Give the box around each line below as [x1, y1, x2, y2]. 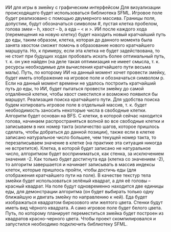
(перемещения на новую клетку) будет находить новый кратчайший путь [5, 32, 166, 37]
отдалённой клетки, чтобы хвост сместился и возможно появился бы [5, 91, 158, 97]
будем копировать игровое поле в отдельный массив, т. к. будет [5, 102, 147, 108]
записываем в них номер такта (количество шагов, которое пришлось [5, 123, 160, 130]
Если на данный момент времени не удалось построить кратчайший [5, 80, 156, 86]
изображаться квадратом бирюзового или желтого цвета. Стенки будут [5, 199, 163, 205]
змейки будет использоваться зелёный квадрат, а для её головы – [5, 178, 151, 184]
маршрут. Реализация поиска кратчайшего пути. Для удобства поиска [5, 96, 160, 102]
